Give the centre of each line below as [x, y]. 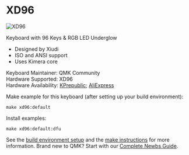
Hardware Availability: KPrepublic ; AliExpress [60, 85]
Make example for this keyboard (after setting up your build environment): [95, 97]
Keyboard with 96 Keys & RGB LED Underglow [62, 37]
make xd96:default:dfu [34, 129]
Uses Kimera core [36, 61]
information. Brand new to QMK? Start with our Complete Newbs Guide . [92, 146]
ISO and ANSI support [41, 55]
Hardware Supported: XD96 [39, 79]
